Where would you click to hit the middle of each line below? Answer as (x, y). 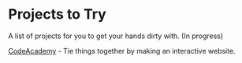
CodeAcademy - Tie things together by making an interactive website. (122, 51)
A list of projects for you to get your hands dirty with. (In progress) (116, 36)
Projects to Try (57, 14)
